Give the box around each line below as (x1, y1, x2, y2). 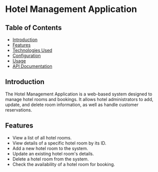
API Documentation (12, 63, 52, 69)
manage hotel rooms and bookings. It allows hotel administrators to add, (5, 96, 154, 102)
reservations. (5, 106, 32, 113)
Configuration (12, 52, 41, 58)
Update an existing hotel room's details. (12, 150, 94, 156)
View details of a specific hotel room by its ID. (12, 140, 107, 146)
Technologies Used (12, 47, 52, 53)
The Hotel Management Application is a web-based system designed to (5, 91, 153, 97)
